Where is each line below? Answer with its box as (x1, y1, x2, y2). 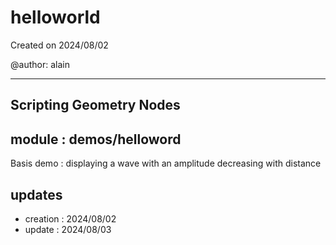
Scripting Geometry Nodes (10, 97, 181, 114)
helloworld (10, 6, 101, 29)
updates (10, 186, 63, 203)
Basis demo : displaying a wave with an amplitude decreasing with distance (10, 157, 322, 170)
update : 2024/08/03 (24, 223, 112, 235)
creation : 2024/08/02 (24, 212, 117, 225)
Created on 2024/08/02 (10, 39, 109, 51)
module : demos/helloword (10, 131, 182, 148)
